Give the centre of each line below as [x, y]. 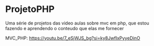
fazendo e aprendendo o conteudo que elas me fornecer [65, 28]
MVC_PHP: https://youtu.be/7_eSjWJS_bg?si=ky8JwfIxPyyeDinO [73, 38]
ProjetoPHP [30, 9]
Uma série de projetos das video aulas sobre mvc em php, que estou [77, 23]
